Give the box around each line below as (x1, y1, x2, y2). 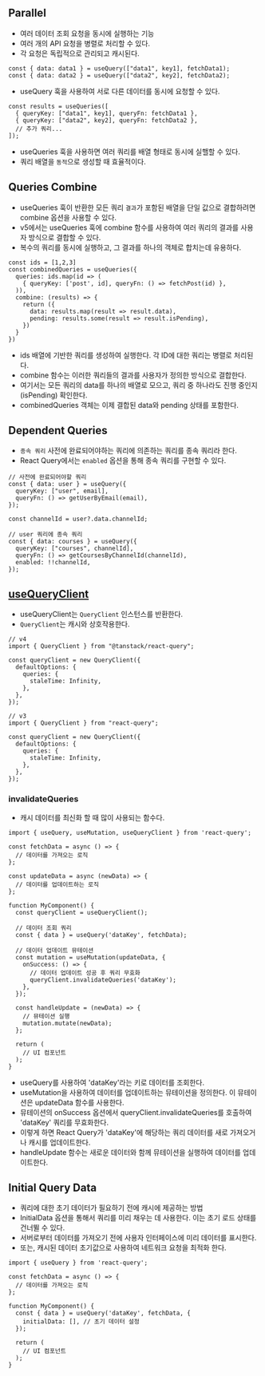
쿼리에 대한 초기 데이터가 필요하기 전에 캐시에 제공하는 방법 (19, 1203, 204, 1212)
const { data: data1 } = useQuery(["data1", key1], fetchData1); (8, 64, 230, 73)
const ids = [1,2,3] (8, 259, 77, 267)
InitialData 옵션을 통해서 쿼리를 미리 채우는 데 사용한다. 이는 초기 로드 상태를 (19, 1213, 257, 1223)
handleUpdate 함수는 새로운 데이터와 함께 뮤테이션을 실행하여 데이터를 (19, 1147, 241, 1157)
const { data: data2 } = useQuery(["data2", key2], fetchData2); (8, 71, 230, 79)
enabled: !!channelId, (15, 559, 91, 567)
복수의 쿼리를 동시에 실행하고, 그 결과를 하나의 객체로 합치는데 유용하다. (19, 243, 242, 252)
